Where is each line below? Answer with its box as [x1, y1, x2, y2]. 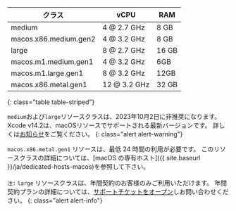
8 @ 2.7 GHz [102, 46, 146, 55]
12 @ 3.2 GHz [102, 80, 150, 89]
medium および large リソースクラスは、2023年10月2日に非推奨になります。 [7, 113, 221, 120]
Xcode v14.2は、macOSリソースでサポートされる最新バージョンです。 [7, 121, 211, 129]
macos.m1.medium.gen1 [11, 57, 94, 66]
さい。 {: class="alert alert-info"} [7, 196, 103, 205]
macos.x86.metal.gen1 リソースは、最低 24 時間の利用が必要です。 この [7, 145, 214, 153]
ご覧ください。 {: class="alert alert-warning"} [50, 130, 183, 138]
